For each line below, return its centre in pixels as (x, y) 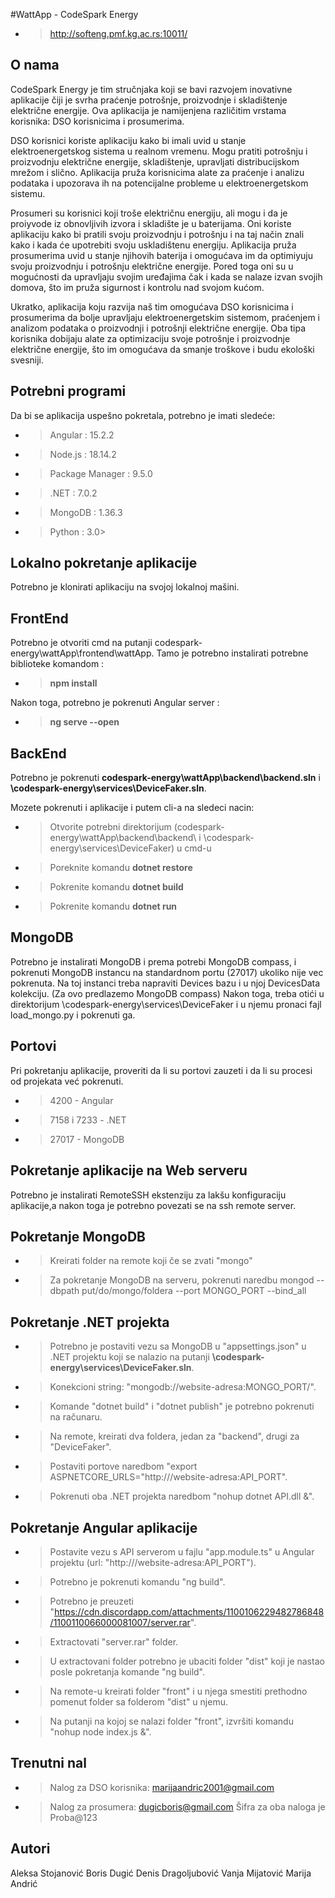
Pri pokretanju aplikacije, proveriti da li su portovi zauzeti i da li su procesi (161, 1070)
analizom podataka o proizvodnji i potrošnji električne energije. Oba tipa (158, 328)
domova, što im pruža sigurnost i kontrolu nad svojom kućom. (137, 287)
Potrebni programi (68, 391)
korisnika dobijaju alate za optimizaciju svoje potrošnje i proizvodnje (150, 338)
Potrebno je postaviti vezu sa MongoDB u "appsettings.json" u (178, 1346)
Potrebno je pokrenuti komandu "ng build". (137, 1581)
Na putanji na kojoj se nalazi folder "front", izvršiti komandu (171, 1721)
